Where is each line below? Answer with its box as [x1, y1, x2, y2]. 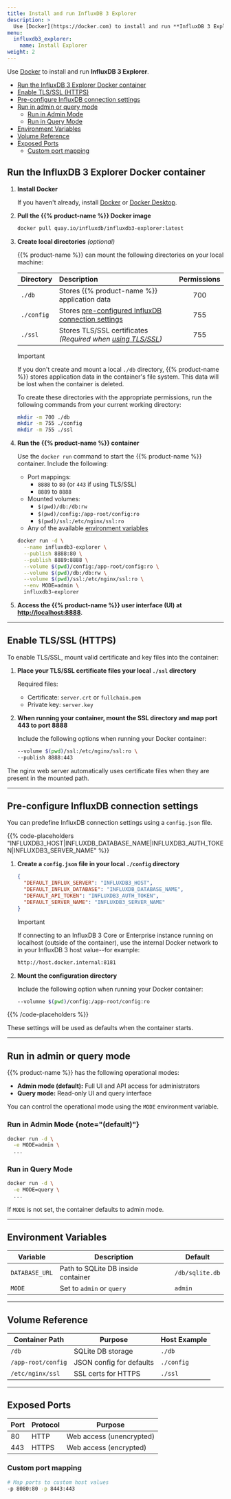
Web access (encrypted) [66, 1443, 146, 1452]
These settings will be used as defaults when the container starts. [7, 1024, 194, 1032]
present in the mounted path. [7, 774, 89, 782]
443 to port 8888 [16, 721, 68, 729]
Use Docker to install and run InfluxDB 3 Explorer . [7, 67, 149, 76]
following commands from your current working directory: [16, 400, 181, 408]
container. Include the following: [16, 459, 109, 468]
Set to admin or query [59, 1283, 126, 1293]
